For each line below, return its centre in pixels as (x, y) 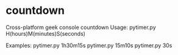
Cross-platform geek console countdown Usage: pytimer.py (81, 27)
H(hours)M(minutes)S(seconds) (46, 33)
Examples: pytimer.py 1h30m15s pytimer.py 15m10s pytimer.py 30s (89, 45)
